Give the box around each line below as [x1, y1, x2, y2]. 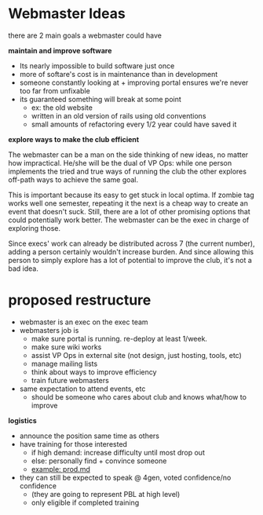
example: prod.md [31, 464, 90, 473]
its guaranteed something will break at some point [19, 94, 182, 104]
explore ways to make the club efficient [8, 134, 140, 144]
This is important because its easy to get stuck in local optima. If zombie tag [8, 190, 255, 199]
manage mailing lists [31, 359, 98, 368]
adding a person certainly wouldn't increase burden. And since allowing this [8, 247, 254, 256]
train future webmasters [31, 375, 110, 385]
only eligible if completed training [31, 498, 140, 507]
